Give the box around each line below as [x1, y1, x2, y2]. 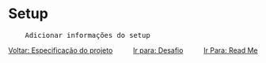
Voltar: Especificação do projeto [8, 45, 113, 55]
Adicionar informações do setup [25, 31, 150, 39]
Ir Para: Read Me [203, 45, 258, 55]
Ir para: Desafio [133, 45, 184, 55]
